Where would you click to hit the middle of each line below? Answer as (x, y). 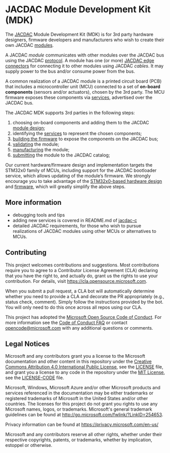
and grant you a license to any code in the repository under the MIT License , (85, 372)
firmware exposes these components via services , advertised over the (79, 97)
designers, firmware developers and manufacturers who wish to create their (85, 40)
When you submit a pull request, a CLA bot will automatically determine (80, 291)
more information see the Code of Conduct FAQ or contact (66, 323)
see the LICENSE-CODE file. (35, 378)
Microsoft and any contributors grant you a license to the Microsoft (75, 356)
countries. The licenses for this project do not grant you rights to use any (81, 404)
